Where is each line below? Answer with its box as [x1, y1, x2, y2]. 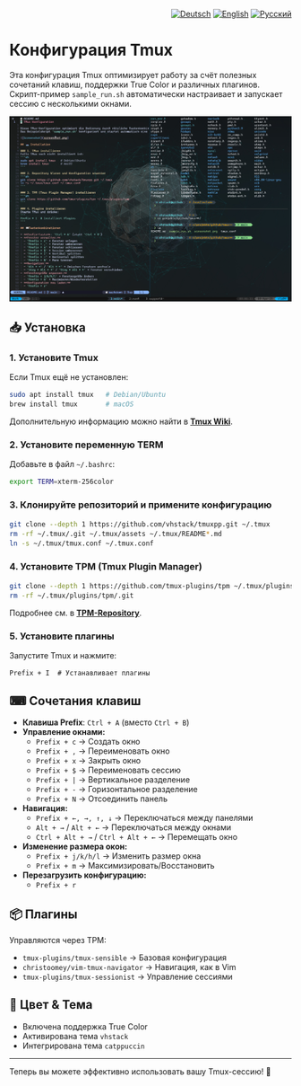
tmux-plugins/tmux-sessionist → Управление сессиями [21, 971, 233, 983]
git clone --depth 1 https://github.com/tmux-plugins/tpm [9, 582, 230, 591]
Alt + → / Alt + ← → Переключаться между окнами [35, 822, 232, 833]
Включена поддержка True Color [21, 1020, 148, 1032]
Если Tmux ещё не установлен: [9, 372, 129, 383]
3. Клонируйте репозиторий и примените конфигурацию [9, 499, 272, 511]
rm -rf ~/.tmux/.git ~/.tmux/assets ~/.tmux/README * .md [9, 530, 222, 539]
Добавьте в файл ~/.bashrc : [9, 459, 116, 470]
